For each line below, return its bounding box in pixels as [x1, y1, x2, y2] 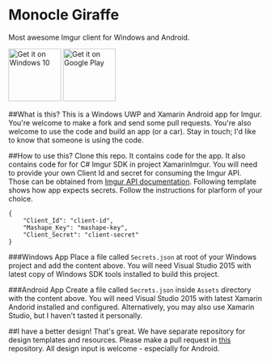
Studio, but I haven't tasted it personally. [8, 310, 143, 321]
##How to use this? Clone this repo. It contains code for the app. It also [8, 151, 246, 160]
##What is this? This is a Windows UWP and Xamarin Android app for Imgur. [8, 109, 263, 119]
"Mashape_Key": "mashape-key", [23, 223, 129, 231]
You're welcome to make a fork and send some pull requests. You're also [8, 117, 252, 127]
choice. [8, 193, 34, 203]
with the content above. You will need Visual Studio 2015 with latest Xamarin [8, 293, 263, 303]
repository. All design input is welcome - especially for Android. [8, 343, 220, 353]
